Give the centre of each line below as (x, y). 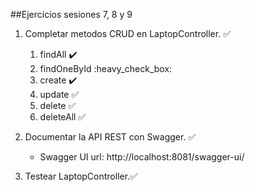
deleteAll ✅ (63, 117)
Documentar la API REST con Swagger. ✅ (110, 137)
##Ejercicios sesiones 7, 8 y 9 (71, 14)
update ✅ (59, 94)
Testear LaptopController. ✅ (81, 176)
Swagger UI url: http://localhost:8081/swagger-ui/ (142, 157)
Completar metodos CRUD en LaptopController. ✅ (127, 33)
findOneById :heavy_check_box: (106, 68)
